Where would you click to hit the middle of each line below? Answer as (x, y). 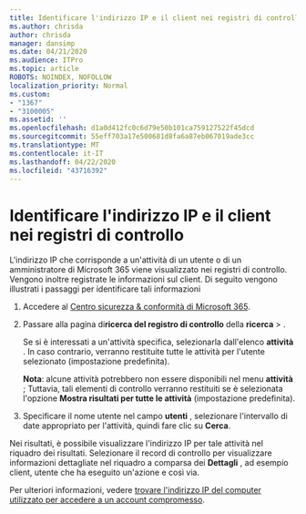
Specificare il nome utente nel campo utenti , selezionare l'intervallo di (155, 416)
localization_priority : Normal (69, 86)
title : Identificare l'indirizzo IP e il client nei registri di (136, 18)
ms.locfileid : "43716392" (58, 170)
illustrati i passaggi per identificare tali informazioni (105, 289)
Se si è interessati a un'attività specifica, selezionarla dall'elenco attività (158, 342)
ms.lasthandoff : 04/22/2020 (63, 162)
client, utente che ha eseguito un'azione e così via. (105, 473)
